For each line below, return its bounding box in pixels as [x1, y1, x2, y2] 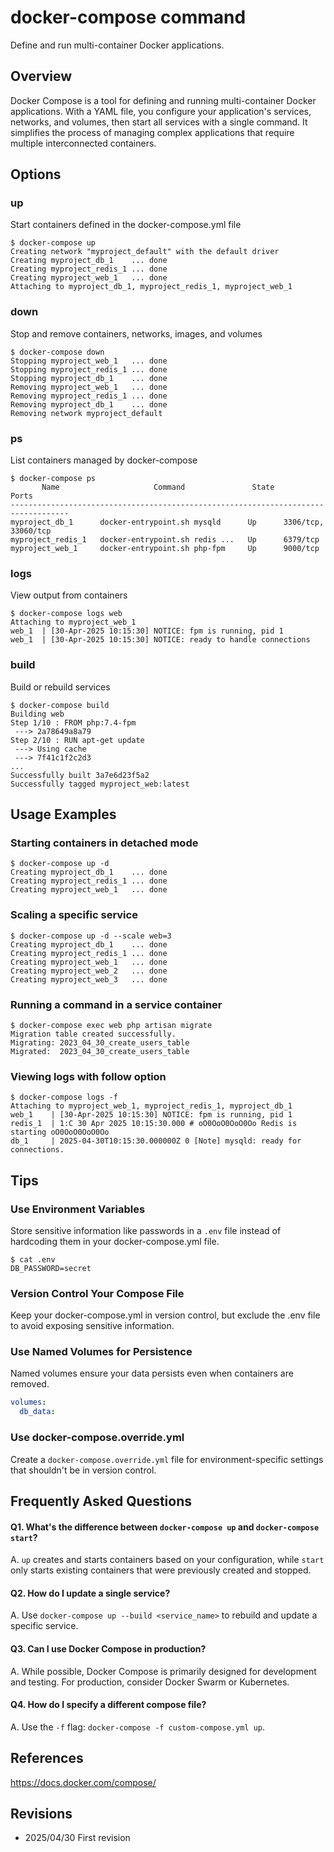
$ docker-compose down [10, 347, 105, 357]
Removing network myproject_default [10, 408, 163, 418]
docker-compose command [10, 6, 247, 29]
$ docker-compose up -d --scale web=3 [10, 931, 172, 941]
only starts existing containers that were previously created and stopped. [10, 1564, 312, 1576]
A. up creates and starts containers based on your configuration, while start [10, 1554, 325, 1566]
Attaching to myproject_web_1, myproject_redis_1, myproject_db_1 [10, 1101, 293, 1111]
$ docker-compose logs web [10, 609, 123, 619]
